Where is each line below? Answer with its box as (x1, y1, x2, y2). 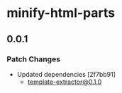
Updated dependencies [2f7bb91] (16, 70, 116, 78)
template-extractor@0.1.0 (27, 77, 102, 86)
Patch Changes (6, 54, 61, 64)
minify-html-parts (6, 5, 115, 21)
